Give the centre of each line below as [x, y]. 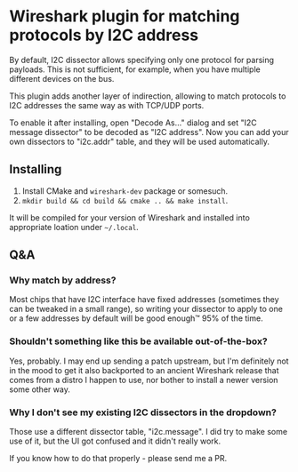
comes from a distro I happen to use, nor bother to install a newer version [144, 380]
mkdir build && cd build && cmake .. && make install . [125, 200]
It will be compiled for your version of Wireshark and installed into [130, 217]
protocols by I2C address [104, 35]
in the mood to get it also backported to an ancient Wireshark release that [144, 370]
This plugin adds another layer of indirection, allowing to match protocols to [148, 96]
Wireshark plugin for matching [125, 16]
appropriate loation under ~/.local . [74, 227]
